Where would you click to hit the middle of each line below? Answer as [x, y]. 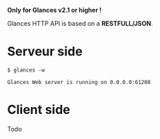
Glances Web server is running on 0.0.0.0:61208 [79, 82]
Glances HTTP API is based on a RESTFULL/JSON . [80, 23]
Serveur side [45, 52]
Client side [39, 110]
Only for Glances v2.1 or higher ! [55, 10]
